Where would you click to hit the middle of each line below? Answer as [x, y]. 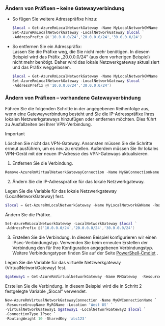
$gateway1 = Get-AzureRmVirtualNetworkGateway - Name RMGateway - [74, 277]
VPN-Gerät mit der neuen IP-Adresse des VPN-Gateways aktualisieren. [77, 153]
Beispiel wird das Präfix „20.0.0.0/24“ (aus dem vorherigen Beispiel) [81, 57]
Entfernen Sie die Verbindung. [42, 163]
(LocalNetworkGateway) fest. [35, 196]
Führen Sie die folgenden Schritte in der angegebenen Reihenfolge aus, [77, 108]
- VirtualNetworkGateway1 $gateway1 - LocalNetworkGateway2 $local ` [76, 309]
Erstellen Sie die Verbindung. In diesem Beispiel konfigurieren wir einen [84, 237]
